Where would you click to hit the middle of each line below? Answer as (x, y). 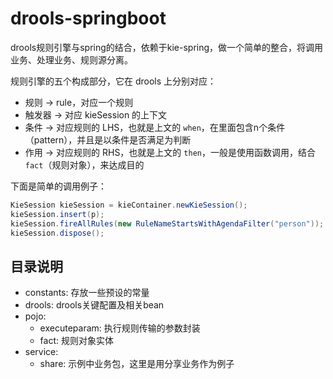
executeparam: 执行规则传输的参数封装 (120, 328)
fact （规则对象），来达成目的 (84, 164)
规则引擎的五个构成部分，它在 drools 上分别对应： (113, 81)
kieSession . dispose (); (57, 233)
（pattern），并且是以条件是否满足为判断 (108, 139)
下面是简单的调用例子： (58, 186)
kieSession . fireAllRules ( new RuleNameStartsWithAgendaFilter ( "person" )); (167, 223)
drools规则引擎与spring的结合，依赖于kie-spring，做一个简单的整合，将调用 (167, 47)
